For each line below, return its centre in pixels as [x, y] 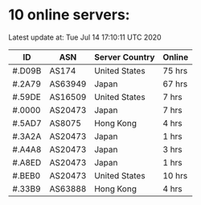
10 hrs [175, 175]
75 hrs [175, 70]
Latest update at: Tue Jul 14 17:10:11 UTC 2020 [85, 37]
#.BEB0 [27, 175]
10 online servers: [69, 15]
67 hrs [175, 84]
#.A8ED [27, 162]
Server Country [124, 56]
